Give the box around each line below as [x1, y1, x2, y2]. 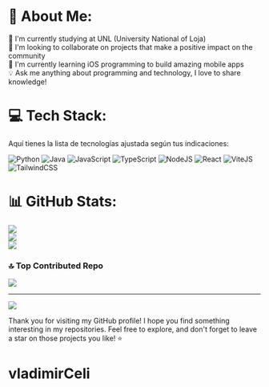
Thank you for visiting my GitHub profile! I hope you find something [8, 316, 230, 326]
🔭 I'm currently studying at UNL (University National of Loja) [8, 34, 207, 43]
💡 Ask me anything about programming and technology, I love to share [8, 67, 242, 77]
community [8, 51, 46, 60]
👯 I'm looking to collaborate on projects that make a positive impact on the [8, 42, 254, 51]
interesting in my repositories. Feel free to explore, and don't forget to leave [8, 324, 258, 334]
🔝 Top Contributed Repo [8, 260, 104, 271]
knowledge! [8, 76, 47, 87]
